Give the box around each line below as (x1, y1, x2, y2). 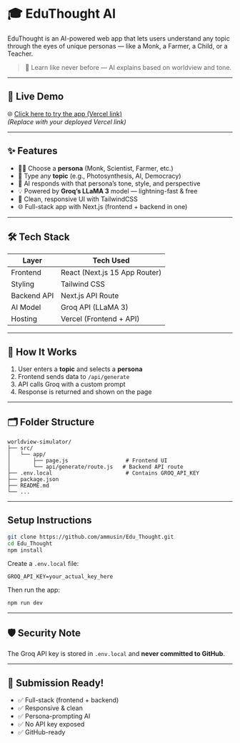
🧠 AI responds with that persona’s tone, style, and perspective (17, 179, 201, 188)
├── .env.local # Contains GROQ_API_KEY (7, 470, 200, 477)
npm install (7, 547, 43, 554)
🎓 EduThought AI (7, 6, 116, 22)
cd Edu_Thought (7, 540, 53, 547)
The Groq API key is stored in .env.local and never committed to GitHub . (7, 650, 225, 658)
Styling (11, 279, 34, 289)
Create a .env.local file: (7, 560, 79, 568)
